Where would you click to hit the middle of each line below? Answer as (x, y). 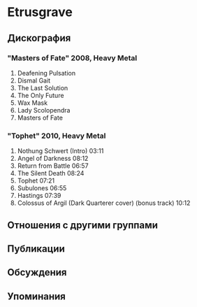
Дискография (39, 38)
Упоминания (37, 296)
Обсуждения (37, 272)
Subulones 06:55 (42, 188)
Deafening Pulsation (46, 73)
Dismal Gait (34, 80)
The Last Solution (43, 87)
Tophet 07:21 (36, 181)
